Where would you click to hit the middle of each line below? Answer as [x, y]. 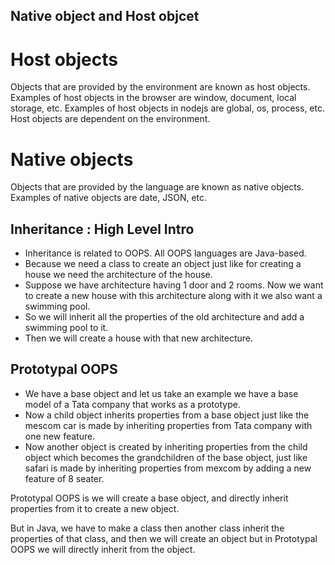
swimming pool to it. [66, 328]
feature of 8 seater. [64, 478]
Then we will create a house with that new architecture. [139, 338]
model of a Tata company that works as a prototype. [132, 404]
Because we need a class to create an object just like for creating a [163, 264]
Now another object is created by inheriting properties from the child [166, 446]
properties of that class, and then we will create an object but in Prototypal [164, 538]
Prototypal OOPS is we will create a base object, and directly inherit [149, 498]
